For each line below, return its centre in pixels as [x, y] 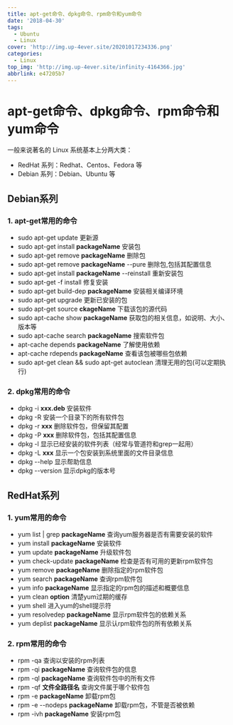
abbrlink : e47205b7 [36, 73]
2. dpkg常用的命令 [39, 391]
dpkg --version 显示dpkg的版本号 [66, 471]
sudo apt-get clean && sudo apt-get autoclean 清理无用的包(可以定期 [119, 362]
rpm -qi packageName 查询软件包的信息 [77, 669]
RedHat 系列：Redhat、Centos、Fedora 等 [80, 165]
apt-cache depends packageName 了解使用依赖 [89, 345]
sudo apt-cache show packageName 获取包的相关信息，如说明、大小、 [123, 318]
